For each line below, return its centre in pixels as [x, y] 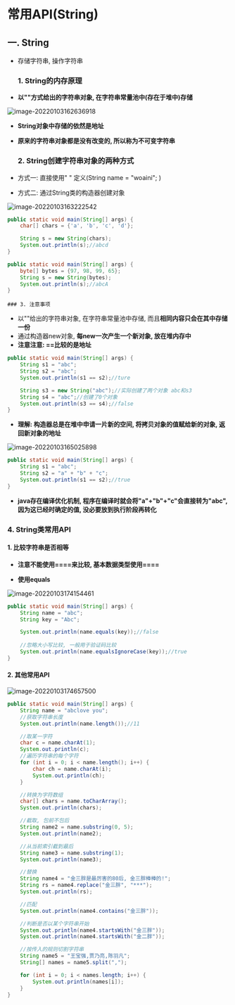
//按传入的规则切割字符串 [52, 949]
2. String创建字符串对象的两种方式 [76, 161]
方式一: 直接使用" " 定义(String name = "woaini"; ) [89, 177]
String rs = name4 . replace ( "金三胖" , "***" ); [86, 885]
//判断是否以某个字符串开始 [55, 923]
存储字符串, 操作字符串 [50, 61]
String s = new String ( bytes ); [66, 277]
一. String [28, 43]
